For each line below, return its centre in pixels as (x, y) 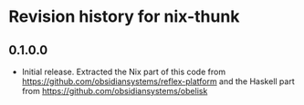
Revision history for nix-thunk (124, 17)
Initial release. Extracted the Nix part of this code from (123, 72)
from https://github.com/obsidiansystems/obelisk (115, 91)
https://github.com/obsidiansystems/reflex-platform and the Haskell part (158, 81)
